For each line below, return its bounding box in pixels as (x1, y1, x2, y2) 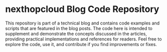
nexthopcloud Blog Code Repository (5, 3, 159, 15)
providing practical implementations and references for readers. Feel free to (5, 36, 162, 42)
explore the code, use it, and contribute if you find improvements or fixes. (5, 41, 157, 47)
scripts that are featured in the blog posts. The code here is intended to (5, 25, 153, 31)
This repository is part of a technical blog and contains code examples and (5, 20, 160, 26)
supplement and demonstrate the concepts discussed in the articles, (5, 30, 147, 36)
